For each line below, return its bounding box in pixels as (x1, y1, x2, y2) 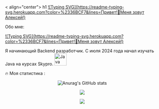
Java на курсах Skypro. (5, 61, 54, 67)
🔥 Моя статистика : (5, 71, 45, 76)
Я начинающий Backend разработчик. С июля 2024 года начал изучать (5, 48, 154, 54)
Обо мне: (5, 24, 24, 30)
